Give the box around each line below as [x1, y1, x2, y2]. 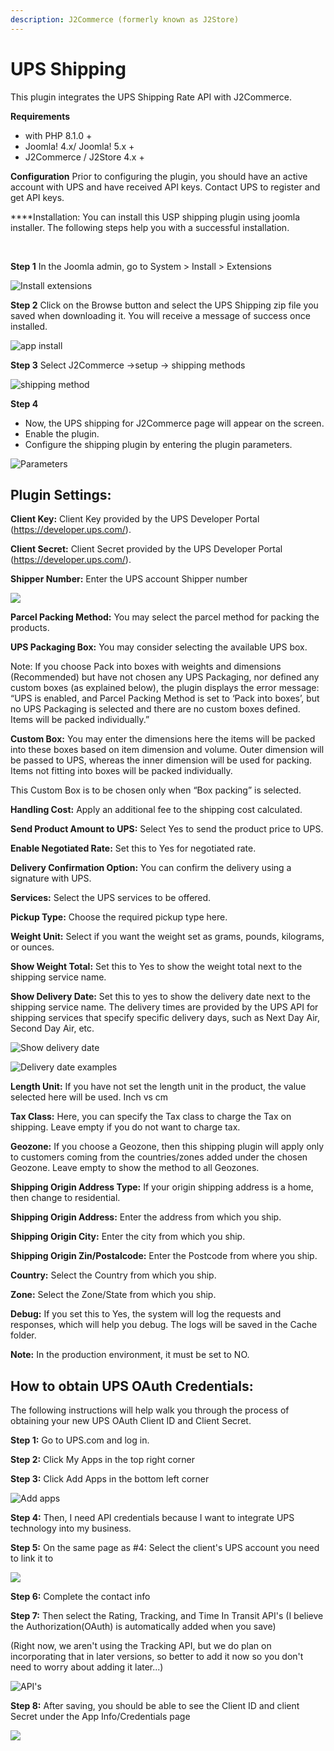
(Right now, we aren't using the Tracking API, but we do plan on [10, 1640, 272, 1652]
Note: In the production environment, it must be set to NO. [10, 1349, 250, 1361]
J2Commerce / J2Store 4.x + [24, 151, 145, 163]
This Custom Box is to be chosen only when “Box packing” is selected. [10, 784, 302, 796]
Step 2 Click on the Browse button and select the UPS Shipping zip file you [10, 299, 319, 311]
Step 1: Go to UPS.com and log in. [10, 1434, 150, 1446]
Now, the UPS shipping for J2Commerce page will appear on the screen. [24, 417, 325, 429]
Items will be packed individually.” [10, 714, 150, 726]
